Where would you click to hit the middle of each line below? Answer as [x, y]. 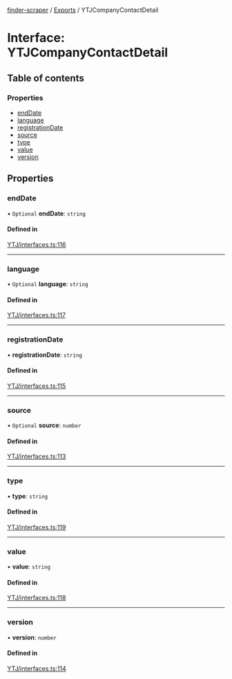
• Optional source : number [44, 425]
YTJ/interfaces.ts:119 [37, 527]
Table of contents [46, 78]
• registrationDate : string [45, 355]
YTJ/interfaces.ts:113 [37, 456]
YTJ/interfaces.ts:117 [37, 315]
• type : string [28, 496]
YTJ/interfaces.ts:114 [37, 668]
